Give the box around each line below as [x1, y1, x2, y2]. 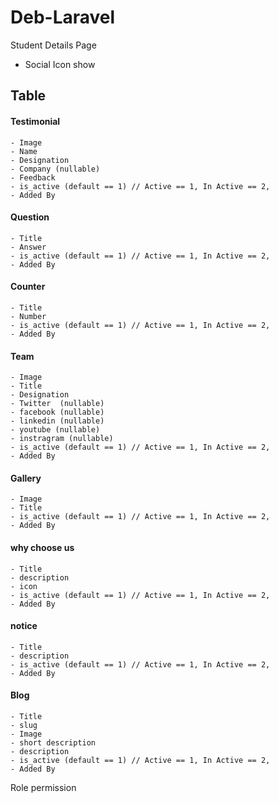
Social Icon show [24, 58, 96, 70]
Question [10, 211, 50, 223]
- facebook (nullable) [10, 407, 105, 418]
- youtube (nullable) [10, 425, 101, 435]
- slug [10, 720, 38, 730]
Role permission [10, 781, 77, 793]
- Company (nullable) [10, 164, 101, 174]
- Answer [10, 242, 47, 252]
